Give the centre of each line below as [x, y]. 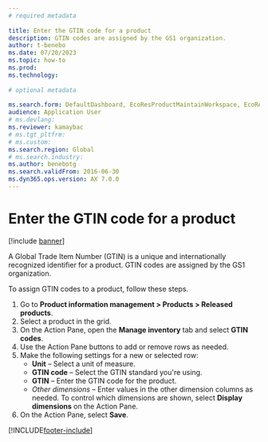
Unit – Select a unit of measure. [83, 364]
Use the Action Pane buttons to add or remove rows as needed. [124, 346]
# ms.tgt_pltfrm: [37, 134]
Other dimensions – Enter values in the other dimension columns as [142, 389]
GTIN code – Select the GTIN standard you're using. [117, 372]
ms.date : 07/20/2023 [43, 53]
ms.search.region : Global [51, 149]
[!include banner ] [37, 241]
